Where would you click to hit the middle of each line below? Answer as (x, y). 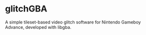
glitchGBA (26, 9)
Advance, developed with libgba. (38, 27)
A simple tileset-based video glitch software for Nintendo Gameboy (73, 22)
